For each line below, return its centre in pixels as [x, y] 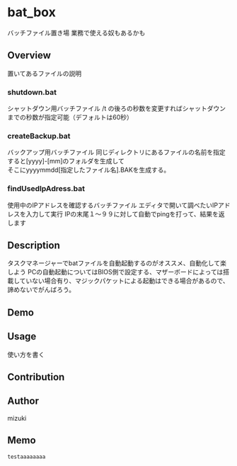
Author [23, 401]
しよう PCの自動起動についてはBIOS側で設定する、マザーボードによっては [115, 272]
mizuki [17, 418]
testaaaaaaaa [27, 457]
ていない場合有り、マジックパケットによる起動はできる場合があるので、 [125, 281]
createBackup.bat [39, 136]
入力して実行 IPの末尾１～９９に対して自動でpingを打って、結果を [122, 214]
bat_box [32, 12]
